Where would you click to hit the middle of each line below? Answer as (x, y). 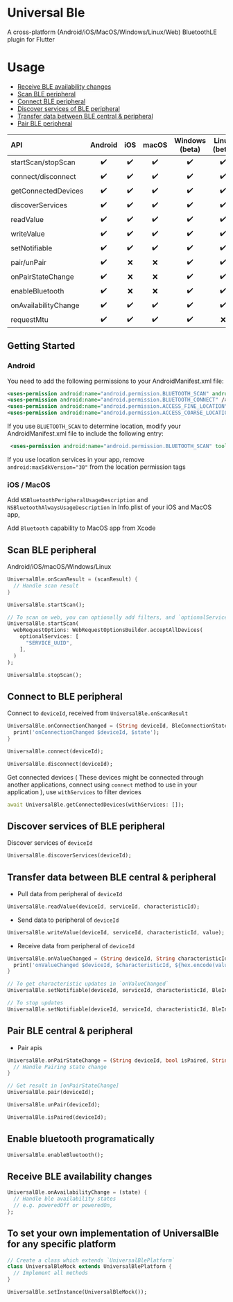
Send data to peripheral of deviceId (68, 920)
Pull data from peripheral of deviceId (70, 893)
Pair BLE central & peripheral (70, 1031)
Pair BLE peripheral (45, 123)
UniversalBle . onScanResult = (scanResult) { (72, 580)
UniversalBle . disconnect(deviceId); (60, 764)
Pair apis (30, 1047)
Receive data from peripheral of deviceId (76, 945)
